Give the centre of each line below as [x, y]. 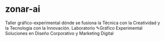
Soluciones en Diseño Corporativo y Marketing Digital [60, 33]
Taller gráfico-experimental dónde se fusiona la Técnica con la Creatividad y [82, 23]
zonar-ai [23, 9]
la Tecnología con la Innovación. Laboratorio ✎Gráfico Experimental [74, 28]
